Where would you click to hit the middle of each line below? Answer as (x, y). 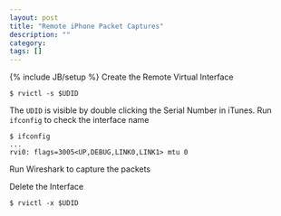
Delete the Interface (47, 187)
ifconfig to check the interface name (79, 120)
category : (28, 43)
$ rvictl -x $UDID (44, 203)
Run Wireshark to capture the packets (80, 169)
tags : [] (26, 52)
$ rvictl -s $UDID (44, 94)
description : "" (40, 34)
